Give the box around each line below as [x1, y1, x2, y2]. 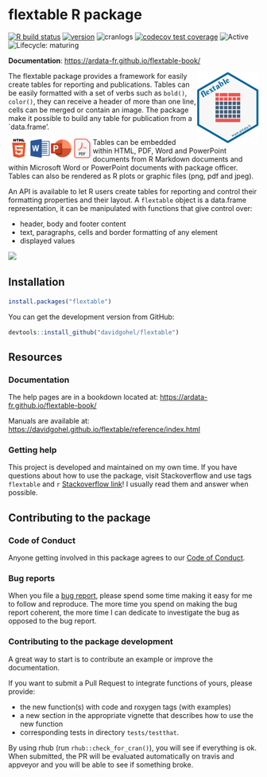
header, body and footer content [19, 219, 126, 228]
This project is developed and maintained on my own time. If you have [8, 463, 238, 472]
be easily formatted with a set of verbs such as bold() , [8, 88, 188, 97]
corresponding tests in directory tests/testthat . [19, 727, 180, 737]
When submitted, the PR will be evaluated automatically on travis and [8, 751, 234, 761]
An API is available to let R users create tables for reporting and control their [8, 186, 257, 196]
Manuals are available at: [8, 416, 90, 426]
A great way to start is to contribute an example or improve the [8, 654, 213, 664]
